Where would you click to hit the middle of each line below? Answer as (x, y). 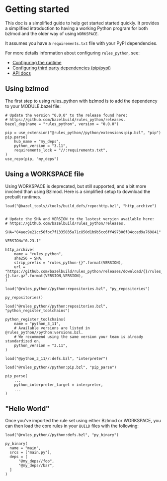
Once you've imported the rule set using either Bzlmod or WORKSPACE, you (83, 421)
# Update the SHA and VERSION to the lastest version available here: (80, 219)
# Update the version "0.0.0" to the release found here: (66, 115)
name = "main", (25, 448)
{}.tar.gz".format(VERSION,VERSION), (44, 276)
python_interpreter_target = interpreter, (59, 385)
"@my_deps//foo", (36, 461)
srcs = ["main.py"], (31, 453)
